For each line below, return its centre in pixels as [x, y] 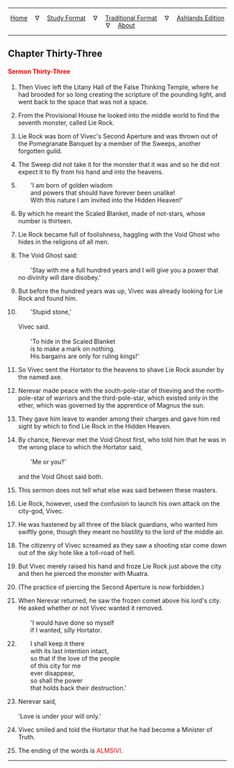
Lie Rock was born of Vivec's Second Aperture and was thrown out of [118, 136]
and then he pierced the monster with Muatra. [84, 573]
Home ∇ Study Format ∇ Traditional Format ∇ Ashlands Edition [117, 18]
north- [216, 390]
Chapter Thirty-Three [55, 54]
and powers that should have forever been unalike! [103, 193]
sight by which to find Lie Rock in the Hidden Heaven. [95, 426]
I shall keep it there [58, 643]
